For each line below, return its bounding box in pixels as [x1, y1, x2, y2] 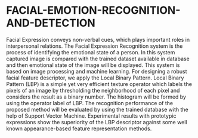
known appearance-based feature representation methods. [6, 125, 152, 132]
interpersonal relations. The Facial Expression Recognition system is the [6, 42, 183, 50]
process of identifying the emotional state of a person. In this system [6, 48, 175, 56]
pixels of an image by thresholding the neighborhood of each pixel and [6, 87, 180, 94]
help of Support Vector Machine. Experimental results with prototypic [6, 112, 177, 119]
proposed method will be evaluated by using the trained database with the [6, 106, 189, 113]
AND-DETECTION [6, 16, 95, 30]
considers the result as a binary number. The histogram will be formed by [6, 93, 187, 100]
